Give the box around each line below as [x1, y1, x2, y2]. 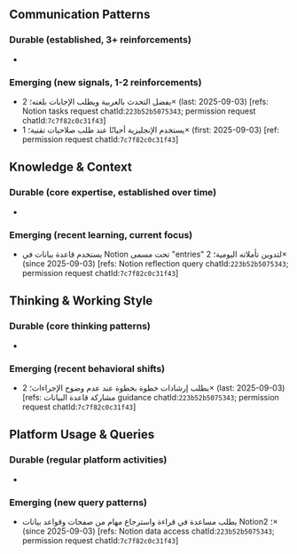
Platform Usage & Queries [9, 427, 155, 442]
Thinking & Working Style [9, 293, 153, 309]
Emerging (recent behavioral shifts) [9, 362, 166, 375]
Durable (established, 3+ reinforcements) [9, 34, 192, 46]
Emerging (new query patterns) [9, 496, 148, 509]
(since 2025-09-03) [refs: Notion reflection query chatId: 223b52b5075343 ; [21, 257, 289, 269]
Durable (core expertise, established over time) [9, 186, 217, 199]
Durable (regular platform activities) [9, 454, 168, 466]
